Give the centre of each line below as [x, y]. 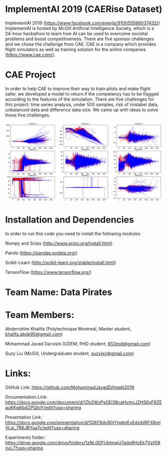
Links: [18, 374]
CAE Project [30, 75]
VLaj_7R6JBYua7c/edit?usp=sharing [42, 428]
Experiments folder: [25, 437]
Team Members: [40, 315]
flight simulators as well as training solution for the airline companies [76, 49]
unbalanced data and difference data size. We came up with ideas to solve [82, 110]
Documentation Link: [26, 397]
